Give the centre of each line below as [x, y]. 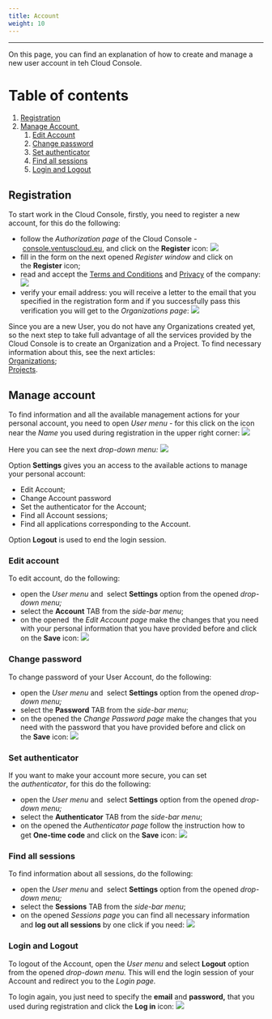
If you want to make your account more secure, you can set [108, 775]
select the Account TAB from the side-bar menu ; [102, 611]
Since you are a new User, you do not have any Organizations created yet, [132, 327]
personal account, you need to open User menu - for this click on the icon [132, 423]
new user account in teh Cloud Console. [75, 62]
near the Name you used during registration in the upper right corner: [124, 433]
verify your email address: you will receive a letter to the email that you [138, 293]
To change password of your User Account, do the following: [110, 677]
